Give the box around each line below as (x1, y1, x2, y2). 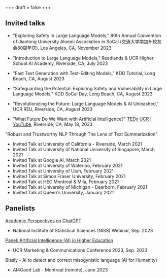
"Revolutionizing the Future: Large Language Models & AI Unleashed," (12, 100, 159, 107)
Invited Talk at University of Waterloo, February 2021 (12, 162, 123, 168)
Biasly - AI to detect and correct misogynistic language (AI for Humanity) (5, 257, 157, 263)
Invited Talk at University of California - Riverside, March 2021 (12, 141, 142, 147)
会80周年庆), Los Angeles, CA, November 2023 (12, 45, 112, 51)
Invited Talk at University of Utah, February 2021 (12, 167, 114, 174)
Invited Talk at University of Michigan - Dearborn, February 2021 (12, 184, 148, 190)
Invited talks (5, 19, 45, 27)
